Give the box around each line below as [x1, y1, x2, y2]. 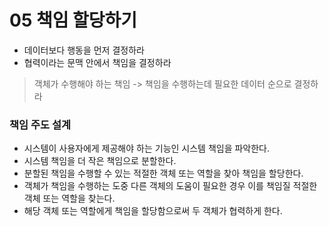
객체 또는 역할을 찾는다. [23, 192, 116, 205]
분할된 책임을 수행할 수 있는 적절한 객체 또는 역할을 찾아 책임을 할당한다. [23, 167, 304, 180]
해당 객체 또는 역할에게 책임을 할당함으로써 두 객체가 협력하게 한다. [23, 205, 283, 217]
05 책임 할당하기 [9, 9, 138, 32]
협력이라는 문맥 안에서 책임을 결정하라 [23, 56, 172, 68]
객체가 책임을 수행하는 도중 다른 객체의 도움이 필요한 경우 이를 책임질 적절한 [23, 180, 318, 192]
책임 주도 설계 [9, 117, 72, 131]
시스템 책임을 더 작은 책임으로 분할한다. [23, 155, 177, 167]
